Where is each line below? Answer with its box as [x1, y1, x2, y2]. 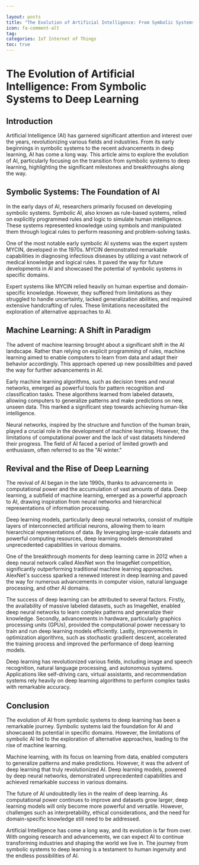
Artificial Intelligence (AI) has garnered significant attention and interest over [6, 132, 192, 139]
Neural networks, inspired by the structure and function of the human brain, [6, 421, 191, 428]
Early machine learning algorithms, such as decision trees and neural [6, 378, 175, 385]
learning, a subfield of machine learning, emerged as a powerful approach [6, 492, 188, 499]
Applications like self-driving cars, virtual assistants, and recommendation [6, 670, 187, 678]
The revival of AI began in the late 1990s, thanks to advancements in [6, 479, 173, 487]
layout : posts [6, 14, 41, 20]
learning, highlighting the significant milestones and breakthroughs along [6, 164, 185, 170]
